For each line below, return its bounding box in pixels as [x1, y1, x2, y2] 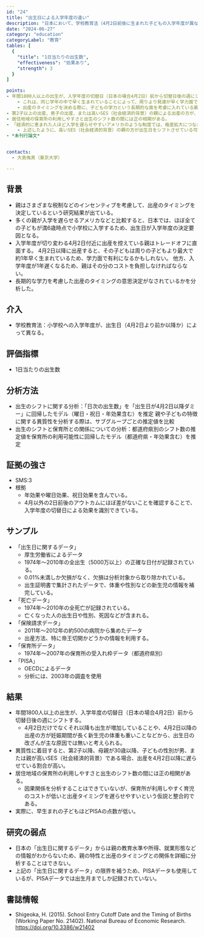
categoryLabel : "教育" [6, 37, 62, 43]
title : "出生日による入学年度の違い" [6, 15, 90, 21]
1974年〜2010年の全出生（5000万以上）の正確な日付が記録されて [24, 558, 189, 565]
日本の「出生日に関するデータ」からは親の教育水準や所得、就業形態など [15, 845, 196, 852]
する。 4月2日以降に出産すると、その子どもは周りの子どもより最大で [20, 247, 194, 254]
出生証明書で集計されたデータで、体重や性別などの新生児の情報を [24, 581, 189, 588]
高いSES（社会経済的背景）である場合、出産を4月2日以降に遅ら [36, 754, 197, 762]
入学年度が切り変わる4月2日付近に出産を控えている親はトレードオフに [15, 239, 192, 247]
